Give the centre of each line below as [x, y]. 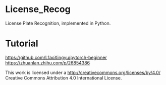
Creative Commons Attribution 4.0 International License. [64, 78]
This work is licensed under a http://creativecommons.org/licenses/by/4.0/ [83, 72]
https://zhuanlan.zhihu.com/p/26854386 [48, 63]
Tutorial [22, 44]
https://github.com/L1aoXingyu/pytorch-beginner [56, 57]
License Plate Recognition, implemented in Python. [58, 23]
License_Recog [38, 9]
